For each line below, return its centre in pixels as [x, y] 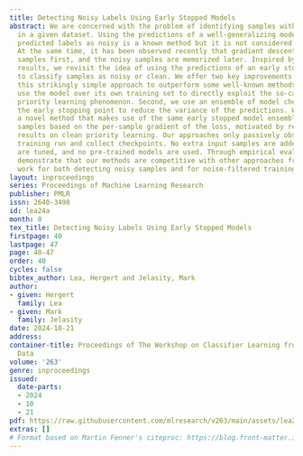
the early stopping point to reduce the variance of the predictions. [153, 110]
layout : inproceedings [52, 177]
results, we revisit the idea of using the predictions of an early [149, 69]
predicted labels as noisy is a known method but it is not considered [155, 43]
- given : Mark [36, 312]
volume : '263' [36, 362]
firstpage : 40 [36, 236]
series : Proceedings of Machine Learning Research [106, 186]
